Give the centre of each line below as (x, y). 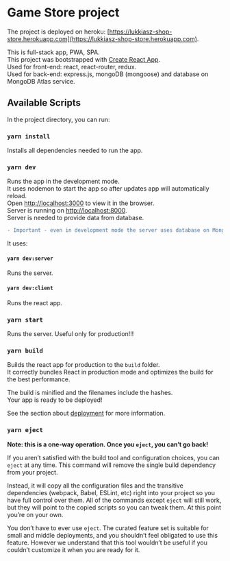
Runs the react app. (35, 302)
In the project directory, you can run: (59, 119)
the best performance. (39, 379)
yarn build (25, 350)
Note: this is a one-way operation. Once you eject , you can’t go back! (108, 444)
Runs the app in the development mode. (63, 181)
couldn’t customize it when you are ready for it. (74, 549)
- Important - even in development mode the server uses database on (108, 230)
